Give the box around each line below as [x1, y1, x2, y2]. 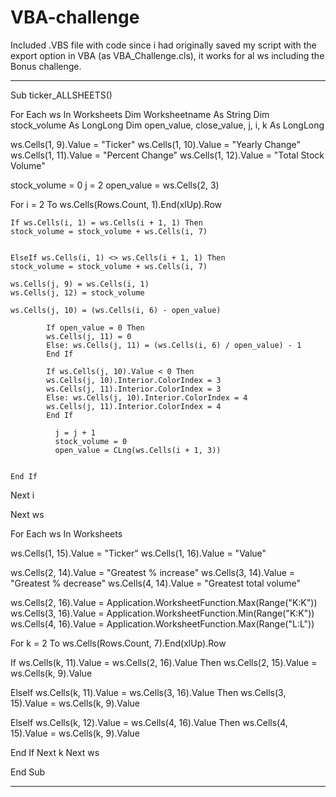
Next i [10, 489, 35, 501]
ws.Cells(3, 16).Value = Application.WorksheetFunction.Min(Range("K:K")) [10, 607, 315, 619]
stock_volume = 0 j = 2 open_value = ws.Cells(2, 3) [10, 179, 220, 191]
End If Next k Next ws [10, 746, 100, 758]
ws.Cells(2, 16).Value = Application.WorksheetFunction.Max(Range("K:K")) [10, 596, 318, 608]
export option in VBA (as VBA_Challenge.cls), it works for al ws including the [10, 49, 325, 61]
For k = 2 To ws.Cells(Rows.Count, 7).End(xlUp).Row [10, 637, 227, 649]
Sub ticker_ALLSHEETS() [10, 89, 113, 101]
